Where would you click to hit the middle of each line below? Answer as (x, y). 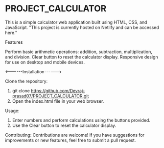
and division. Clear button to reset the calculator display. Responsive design (82, 57)
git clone (21, 90)
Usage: (12, 111)
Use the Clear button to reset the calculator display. (64, 125)
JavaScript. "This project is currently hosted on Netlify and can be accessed (82, 27)
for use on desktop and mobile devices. (45, 62)
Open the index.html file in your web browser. (58, 101)
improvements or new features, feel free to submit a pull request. (70, 140)
